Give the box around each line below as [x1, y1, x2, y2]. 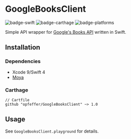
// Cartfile [5, 97, 30, 102]
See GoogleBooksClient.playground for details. [5, 128, 99, 134]
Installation [5, 43, 40, 52]
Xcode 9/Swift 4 [12, 69, 45, 75]
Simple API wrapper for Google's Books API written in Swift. [5, 29, 127, 35]
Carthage [5, 87, 29, 93]
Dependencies [5, 58, 41, 65]
